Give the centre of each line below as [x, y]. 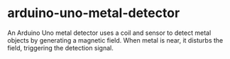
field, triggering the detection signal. [60, 48]
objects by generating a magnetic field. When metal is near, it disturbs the [115, 40]
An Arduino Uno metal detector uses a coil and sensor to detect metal [109, 33]
